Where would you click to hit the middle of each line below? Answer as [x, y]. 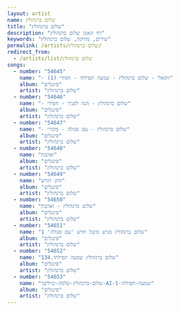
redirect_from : [29, 52]
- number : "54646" [40, 97]
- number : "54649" [40, 174]
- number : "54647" [40, 123]
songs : [17, 65]
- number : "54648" [40, 148]
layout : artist [29, 13]
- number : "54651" [40, 225]
